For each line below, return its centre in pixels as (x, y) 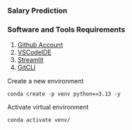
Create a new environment (46, 81)
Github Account (40, 45)
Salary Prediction (38, 11)
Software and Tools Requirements (66, 29)
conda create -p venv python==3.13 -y (64, 94)
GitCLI (27, 67)
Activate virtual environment (48, 107)
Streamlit (31, 60)
